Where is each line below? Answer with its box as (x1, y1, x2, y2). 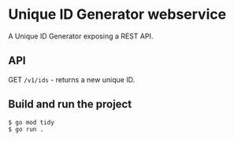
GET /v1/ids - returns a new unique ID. (8, 74, 136, 84)
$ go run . (8, 125, 44, 133)
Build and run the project (8, 98, 132, 111)
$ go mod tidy (8, 118, 55, 126)
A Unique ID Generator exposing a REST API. (8, 31, 154, 41)
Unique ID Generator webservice (8, 5, 227, 23)
